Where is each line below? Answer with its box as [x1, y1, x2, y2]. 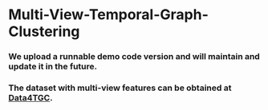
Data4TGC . [8, 92, 54, 104]
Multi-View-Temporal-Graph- [8, 6, 209, 24]
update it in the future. [8, 61, 98, 73]
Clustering [8, 22, 80, 41]
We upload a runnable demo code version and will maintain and [8, 51, 261, 62]
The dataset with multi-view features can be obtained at [8, 82, 232, 93]
